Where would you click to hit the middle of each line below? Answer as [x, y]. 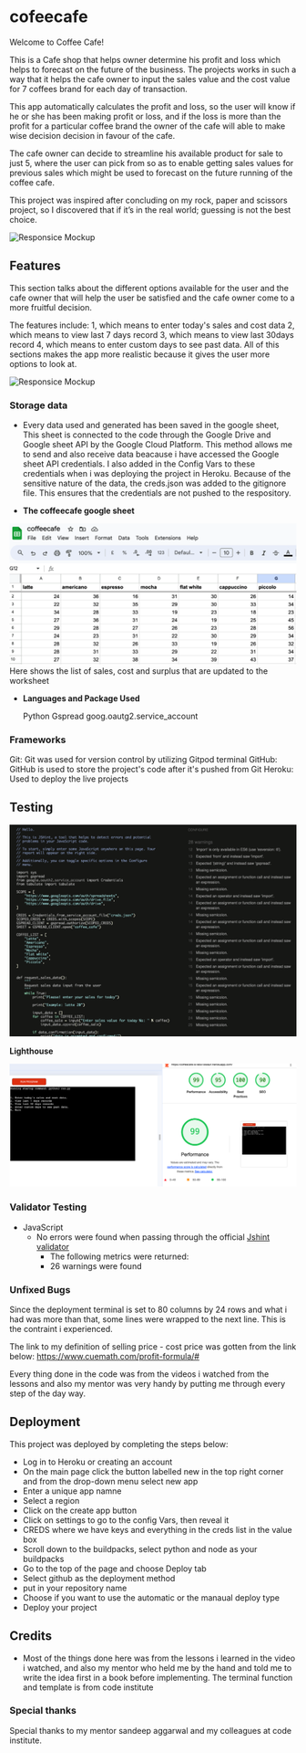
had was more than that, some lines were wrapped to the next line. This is [148, 1319]
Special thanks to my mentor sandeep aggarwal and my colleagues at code [151, 1730]
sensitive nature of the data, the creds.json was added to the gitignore [154, 483]
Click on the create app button [80, 1510]
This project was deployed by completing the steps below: [119, 1443]
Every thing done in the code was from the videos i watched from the [139, 1374]
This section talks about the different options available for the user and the [149, 288]
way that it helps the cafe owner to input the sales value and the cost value [150, 79]
